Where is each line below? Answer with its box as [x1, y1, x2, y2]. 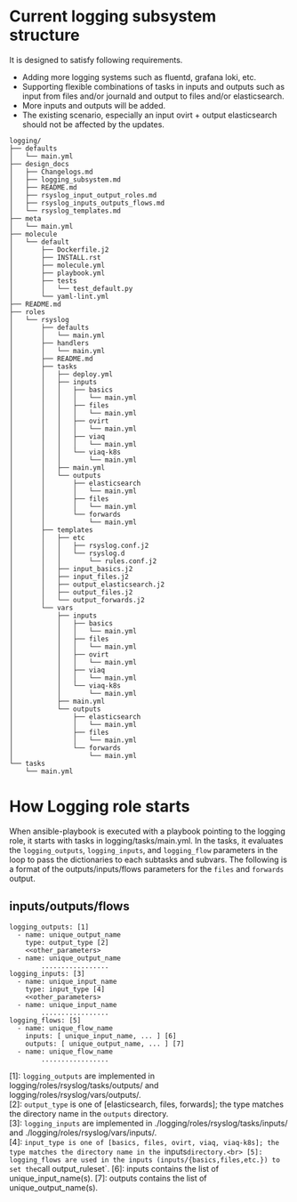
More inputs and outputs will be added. [21, 100, 166, 110]
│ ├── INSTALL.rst [9, 253, 101, 262]
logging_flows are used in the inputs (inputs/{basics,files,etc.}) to [9, 1155, 280, 1165]
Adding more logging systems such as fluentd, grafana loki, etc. [21, 71, 256, 82]
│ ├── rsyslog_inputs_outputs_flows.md [9, 198, 165, 207]
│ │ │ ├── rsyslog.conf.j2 [9, 541, 149, 550]
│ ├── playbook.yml [9, 269, 105, 278]
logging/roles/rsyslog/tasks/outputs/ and [9, 1079, 159, 1091]
